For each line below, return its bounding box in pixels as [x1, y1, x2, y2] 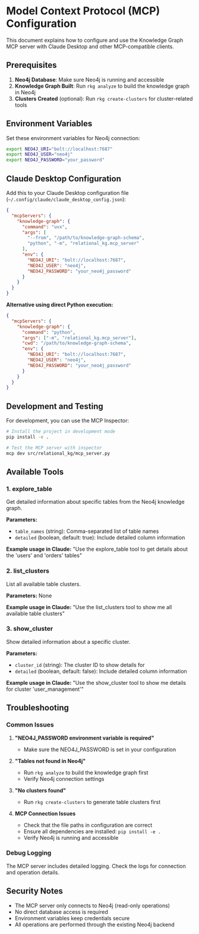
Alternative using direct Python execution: [6, 301, 113, 308]
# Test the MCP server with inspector [6, 445, 102, 451]
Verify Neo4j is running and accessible [23, 834, 119, 841]
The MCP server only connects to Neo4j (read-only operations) [14, 902, 170, 909]
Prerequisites [6, 60, 57, 70]
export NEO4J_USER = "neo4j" [6, 151, 73, 157]
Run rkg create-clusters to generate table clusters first [23, 798, 161, 805]
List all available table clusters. [6, 580, 81, 588]
